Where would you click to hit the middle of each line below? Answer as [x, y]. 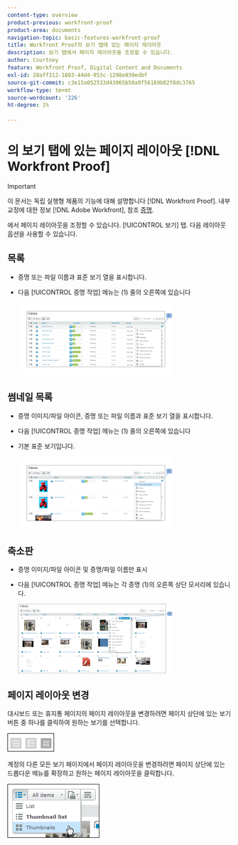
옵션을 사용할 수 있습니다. [43, 233]
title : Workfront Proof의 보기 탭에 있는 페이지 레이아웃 [85, 45]
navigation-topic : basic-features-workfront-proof [84, 38]
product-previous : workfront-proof [60, 22]
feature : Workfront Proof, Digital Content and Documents [95, 68]
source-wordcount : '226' [44, 98]
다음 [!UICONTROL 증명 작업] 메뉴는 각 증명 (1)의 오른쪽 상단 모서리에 [114, 584]
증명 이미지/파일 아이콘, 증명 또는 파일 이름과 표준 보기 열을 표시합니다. [115, 416]
